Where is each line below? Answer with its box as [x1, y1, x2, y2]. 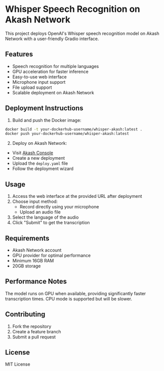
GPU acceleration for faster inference [12, 68, 89, 74]
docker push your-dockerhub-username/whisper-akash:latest [5, 131, 129, 136]
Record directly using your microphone [19, 204, 99, 210]
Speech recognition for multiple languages [12, 63, 99, 69]
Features [5, 50, 33, 59]
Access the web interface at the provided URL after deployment [12, 193, 142, 199]
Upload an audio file [19, 209, 61, 215]
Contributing [5, 310, 45, 318]
